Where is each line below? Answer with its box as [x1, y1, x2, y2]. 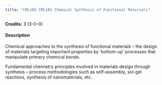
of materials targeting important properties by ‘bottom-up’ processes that [5, 48, 156, 55]
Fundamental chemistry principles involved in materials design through [5, 63, 151, 70]
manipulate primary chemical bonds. [5, 54, 80, 60]
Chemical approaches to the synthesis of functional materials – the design [5, 43, 158, 49]
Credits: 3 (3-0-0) [5, 21, 43, 27]
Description [5, 32, 30, 38]
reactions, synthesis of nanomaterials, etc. [5, 74, 92, 80]
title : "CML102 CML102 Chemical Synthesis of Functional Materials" [5, 7, 151, 12]
